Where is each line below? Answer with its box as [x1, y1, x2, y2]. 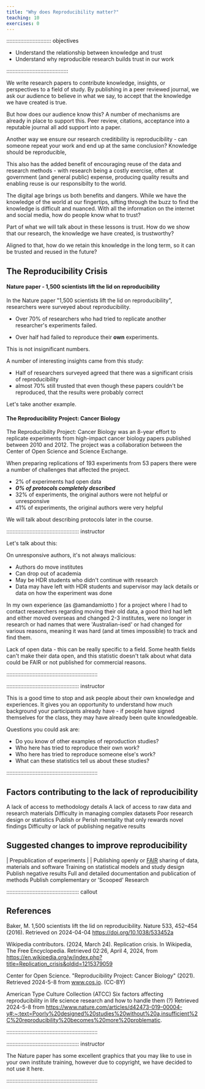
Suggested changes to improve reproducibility [6, 840, 188, 851]
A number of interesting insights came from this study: [6, 357, 144, 365]
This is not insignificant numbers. [6, 345, 91, 352]
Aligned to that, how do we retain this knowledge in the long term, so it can [6, 241, 195, 249]
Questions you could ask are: [6, 726, 80, 733]
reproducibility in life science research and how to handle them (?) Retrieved [6, 996, 199, 1004]
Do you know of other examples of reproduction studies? [15, 738, 159, 745]
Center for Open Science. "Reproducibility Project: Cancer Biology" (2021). [6, 972, 195, 979]
